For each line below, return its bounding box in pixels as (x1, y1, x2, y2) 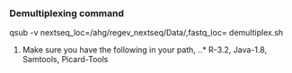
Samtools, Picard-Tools (22, 54, 109, 65)
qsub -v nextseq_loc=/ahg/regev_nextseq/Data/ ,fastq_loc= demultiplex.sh (9, 28, 284, 38)
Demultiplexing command (9, 7, 124, 20)
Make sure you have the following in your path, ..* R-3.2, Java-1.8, (22, 45, 268, 55)
